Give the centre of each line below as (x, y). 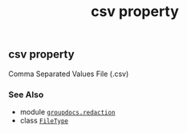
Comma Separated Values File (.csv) (69, 74)
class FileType (44, 120)
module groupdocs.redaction (67, 111)
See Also (26, 95)
